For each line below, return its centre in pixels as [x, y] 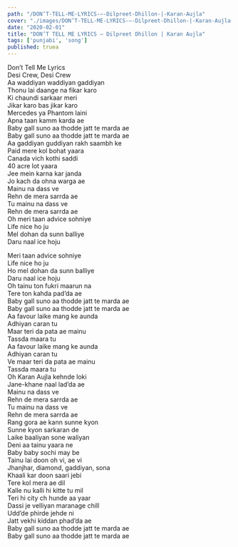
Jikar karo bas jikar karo [43, 105]
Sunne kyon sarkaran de [43, 430]
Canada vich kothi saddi [43, 158]
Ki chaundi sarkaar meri [42, 98]
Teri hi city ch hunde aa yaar [49, 498]
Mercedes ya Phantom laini [47, 113]
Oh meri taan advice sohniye [50, 219]
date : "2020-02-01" [36, 27]
